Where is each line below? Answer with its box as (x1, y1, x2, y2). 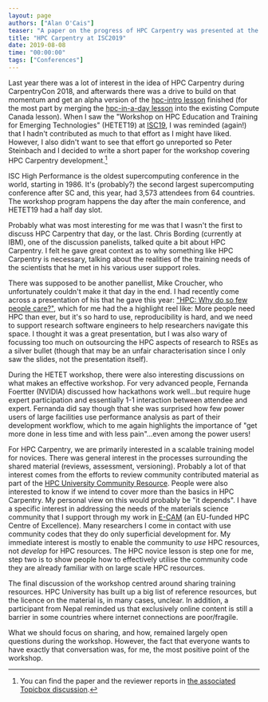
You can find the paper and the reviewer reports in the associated (19, 676, 236, 685)
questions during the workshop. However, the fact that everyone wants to (8, 636, 250, 645)
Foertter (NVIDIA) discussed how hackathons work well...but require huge (8, 386, 251, 396)
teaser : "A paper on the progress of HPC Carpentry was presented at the (8, 26, 259, 34)
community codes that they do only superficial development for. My (8, 529, 231, 539)
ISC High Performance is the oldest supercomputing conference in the (8, 171, 239, 180)
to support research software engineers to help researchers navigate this (8, 320, 249, 330)
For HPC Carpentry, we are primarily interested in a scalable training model (8, 444, 254, 454)
